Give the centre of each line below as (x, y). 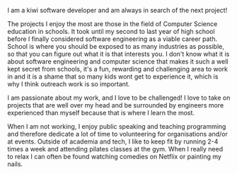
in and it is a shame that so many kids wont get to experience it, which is (113, 76)
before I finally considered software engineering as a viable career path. (112, 39)
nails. (15, 164)
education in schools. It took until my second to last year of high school (111, 31)
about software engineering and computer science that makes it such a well (118, 62)
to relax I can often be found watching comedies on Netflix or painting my (114, 156)
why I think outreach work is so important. (69, 84)
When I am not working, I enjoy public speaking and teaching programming (117, 126)
